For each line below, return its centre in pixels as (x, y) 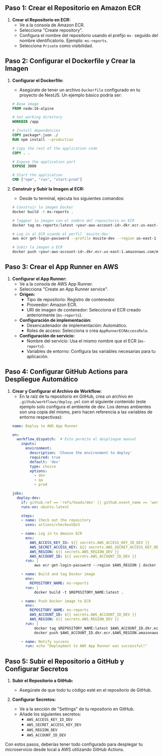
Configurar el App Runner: (39, 279)
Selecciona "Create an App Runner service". (64, 289)
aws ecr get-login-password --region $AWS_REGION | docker (95, 565)
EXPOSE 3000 (24, 166)
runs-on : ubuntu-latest (45, 507)
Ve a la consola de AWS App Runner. (56, 284)
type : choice (43, 466)
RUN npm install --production (43, 139)
